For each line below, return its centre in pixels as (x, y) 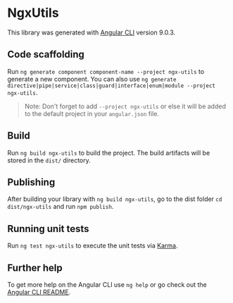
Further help (35, 267)
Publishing (31, 182)
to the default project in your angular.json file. (92, 113)
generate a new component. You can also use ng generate (92, 79)
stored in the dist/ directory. (49, 160)
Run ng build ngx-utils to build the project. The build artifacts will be (109, 153)
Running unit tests (48, 229)
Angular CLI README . (39, 292)
